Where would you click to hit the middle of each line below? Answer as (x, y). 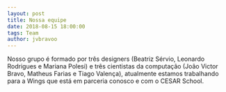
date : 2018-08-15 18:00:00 (46, 26)
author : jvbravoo (32, 39)
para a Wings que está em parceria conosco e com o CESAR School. (105, 81)
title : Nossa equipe (37, 20)
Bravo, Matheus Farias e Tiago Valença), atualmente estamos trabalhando (113, 74)
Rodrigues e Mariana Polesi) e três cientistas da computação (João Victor (113, 66)
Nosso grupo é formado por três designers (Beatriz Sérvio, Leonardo (106, 59)
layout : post (26, 13)
